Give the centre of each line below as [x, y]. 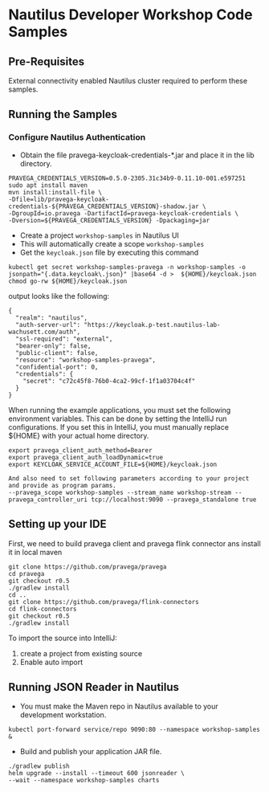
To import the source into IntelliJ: [63, 638]
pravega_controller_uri [48, 500]
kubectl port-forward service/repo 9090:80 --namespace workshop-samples [134, 730]
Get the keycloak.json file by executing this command [109, 252]
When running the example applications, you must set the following [120, 410]
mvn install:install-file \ [55, 192]
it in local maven [35, 552]
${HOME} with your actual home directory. [79, 435]
